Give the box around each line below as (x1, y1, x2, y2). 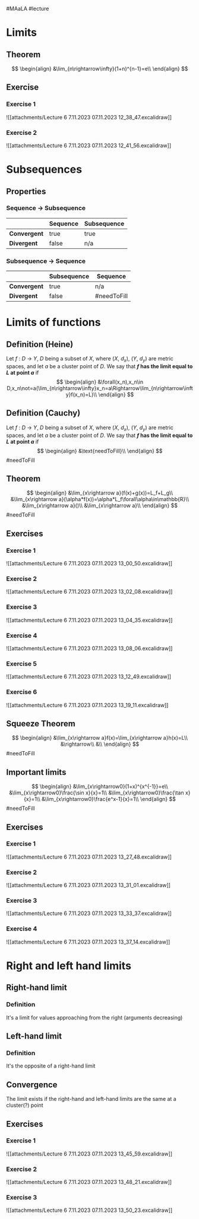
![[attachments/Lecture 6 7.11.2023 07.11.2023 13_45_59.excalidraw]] (6, 1150, 173, 1157)
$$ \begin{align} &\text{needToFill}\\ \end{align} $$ (37, 447, 163, 454)
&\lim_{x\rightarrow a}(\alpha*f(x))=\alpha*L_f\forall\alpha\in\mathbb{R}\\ (10, 496, 189, 503)
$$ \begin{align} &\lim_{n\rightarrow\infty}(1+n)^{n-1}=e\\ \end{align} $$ (11, 65, 188, 72)
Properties (6, 186, 46, 197)
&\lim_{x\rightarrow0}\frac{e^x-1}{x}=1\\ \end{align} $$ (41, 796, 176, 803)
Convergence (6, 1079, 58, 1090)
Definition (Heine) (6, 339, 74, 349)
